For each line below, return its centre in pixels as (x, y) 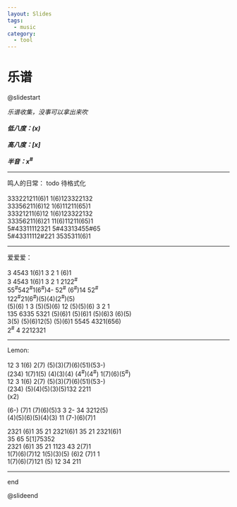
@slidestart (24, 98)
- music (25, 27)
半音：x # (20, 161)
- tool (23, 40)
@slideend (23, 495)
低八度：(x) (24, 129)
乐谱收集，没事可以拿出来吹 (48, 112)
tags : (15, 21)
